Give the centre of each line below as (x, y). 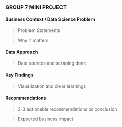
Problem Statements (39, 30)
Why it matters (33, 40)
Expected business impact (45, 119)
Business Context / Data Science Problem (50, 19)
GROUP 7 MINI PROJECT (36, 7)
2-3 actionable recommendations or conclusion (67, 109)
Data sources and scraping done (52, 63)
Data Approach (22, 52)
